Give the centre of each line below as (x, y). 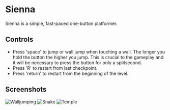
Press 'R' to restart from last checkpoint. (55, 68)
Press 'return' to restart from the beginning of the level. (70, 73)
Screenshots (26, 89)
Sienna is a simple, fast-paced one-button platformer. (62, 23)
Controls (19, 39)
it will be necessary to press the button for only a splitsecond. (77, 63)
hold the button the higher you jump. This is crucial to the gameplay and (88, 57)
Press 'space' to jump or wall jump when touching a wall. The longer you (89, 51)
